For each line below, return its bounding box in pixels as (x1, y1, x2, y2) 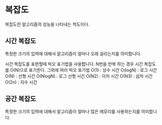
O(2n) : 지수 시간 (5, 79, 37, 85)
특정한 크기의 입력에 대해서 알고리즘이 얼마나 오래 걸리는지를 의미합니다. (5, 50, 142, 56)
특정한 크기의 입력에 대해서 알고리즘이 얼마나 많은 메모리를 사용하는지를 (5, 109, 140, 114)
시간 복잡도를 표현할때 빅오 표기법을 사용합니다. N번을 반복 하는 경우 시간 (5, 61, 144, 67)
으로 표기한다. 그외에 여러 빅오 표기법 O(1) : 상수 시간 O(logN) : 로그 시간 (19, 67, 157, 73)
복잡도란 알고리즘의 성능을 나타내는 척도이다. (5, 21, 90, 27)
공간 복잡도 (5, 95, 36, 103)
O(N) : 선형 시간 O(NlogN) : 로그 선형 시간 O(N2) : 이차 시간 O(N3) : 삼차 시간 (5, 73, 153, 79)
